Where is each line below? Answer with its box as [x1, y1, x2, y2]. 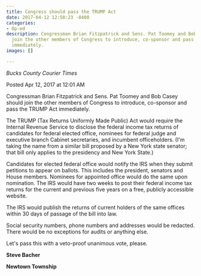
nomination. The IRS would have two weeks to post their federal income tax [6, 179, 193, 186]
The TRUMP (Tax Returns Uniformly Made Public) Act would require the [6, 117, 183, 124]
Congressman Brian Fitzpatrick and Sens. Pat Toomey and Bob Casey [6, 92, 178, 99]
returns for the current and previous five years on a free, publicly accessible [6, 186, 194, 193]
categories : [6, 20, 36, 26]
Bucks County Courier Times [6, 69, 78, 77]
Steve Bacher [6, 251, 41, 258]
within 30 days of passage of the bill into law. [6, 210, 118, 217]
